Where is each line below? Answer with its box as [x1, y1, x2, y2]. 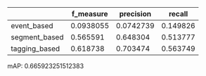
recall [168, 9, 188, 18]
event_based [11, 21, 54, 30]
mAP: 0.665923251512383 [7, 62, 84, 70]
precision [119, 9, 152, 18]
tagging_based [11, 44, 60, 53]
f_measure [71, 9, 108, 18]
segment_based [11, 32, 64, 42]
